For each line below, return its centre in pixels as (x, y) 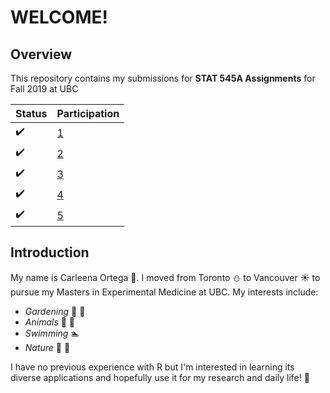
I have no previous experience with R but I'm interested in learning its (152, 367)
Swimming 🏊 (52, 333)
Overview (41, 54)
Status (31, 113)
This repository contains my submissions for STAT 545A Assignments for (163, 78)
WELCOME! (59, 17)
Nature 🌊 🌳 (47, 347)
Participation (88, 113)
